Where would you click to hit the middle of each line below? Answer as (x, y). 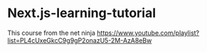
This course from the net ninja (52, 33)
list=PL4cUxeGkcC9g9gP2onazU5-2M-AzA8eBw (80, 40)
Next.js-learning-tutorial (82, 13)
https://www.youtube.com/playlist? (148, 33)
